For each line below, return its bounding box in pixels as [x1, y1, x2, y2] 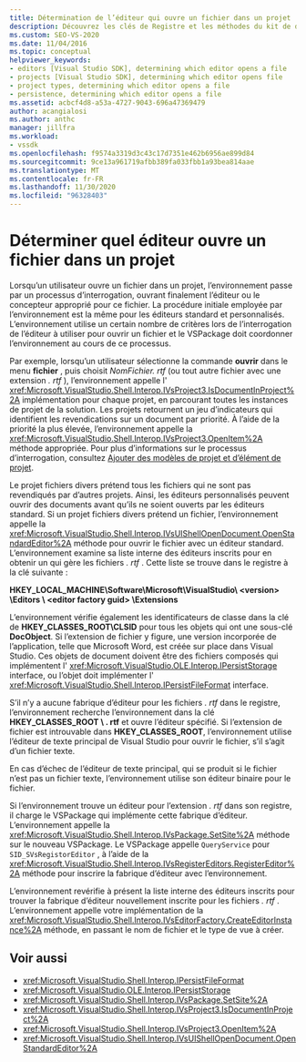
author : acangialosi [9, 107, 88, 116]
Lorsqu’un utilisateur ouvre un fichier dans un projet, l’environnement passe [9, 280, 293, 291]
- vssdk [9, 140, 39, 149]
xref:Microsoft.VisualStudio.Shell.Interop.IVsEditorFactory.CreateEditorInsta [9, 914, 293, 925]
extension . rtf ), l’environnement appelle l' [9, 374, 168, 385]
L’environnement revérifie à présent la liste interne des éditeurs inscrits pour [9, 885, 295, 896]
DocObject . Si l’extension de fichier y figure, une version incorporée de [9, 630, 277, 642]
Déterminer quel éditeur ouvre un [9, 230, 267, 251]
